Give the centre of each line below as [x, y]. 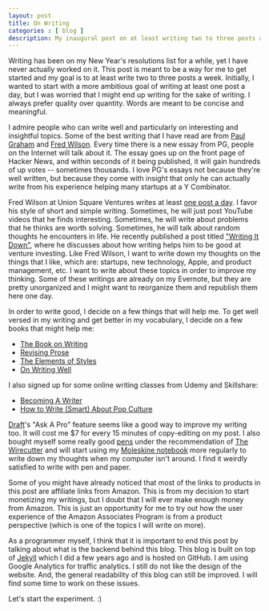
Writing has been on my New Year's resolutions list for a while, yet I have [128, 61]
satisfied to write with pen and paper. [70, 467]
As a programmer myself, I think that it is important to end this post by [123, 541]
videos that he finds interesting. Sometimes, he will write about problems [128, 219]
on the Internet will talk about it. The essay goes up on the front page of [127, 153]
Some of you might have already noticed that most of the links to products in [134, 483]
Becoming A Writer [51, 400]
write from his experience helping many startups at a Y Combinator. [120, 187]
